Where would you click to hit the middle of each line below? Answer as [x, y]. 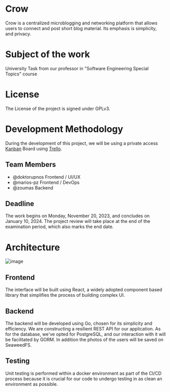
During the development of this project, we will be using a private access [82, 143]
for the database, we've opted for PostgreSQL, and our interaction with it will [86, 334]
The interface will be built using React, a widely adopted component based [84, 290]
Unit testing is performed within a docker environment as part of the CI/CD [83, 373]
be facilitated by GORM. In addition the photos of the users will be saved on [84, 340]
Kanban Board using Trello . [34, 149]
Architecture [33, 247]
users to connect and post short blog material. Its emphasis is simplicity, [81, 28]
